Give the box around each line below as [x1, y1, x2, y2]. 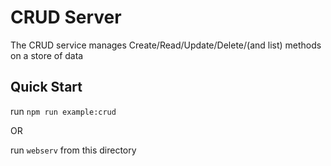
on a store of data [10, 49, 84, 61]
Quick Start [10, 79, 83, 96]
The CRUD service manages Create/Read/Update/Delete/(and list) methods [10, 39, 322, 51]
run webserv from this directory [10, 144, 137, 156]
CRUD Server [10, 6, 122, 29]
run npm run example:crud [10, 105, 117, 117]
